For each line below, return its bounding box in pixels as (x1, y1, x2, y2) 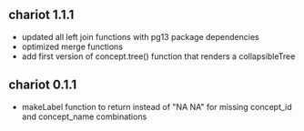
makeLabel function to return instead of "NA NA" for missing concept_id (21, 101, 292, 112)
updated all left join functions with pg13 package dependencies (21, 31, 260, 42)
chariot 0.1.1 (8, 77, 77, 93)
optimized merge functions (21, 41, 124, 52)
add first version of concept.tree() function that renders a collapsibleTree (21, 50, 296, 62)
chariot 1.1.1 (8, 7, 75, 23)
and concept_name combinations (21, 111, 147, 122)
